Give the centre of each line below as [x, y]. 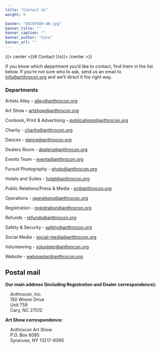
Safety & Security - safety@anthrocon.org [49, 227]
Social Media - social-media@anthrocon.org [51, 237]
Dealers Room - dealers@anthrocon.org [46, 150]
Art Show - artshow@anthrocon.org [42, 110]
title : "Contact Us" [27, 10]
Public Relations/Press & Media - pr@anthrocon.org [58, 188]
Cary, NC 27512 [26, 310]
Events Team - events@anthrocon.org [44, 159]
